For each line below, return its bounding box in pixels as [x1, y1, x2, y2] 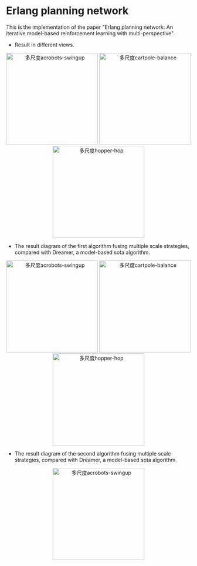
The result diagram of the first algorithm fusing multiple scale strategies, [14, 242, 189, 249]
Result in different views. [14, 41, 74, 48]
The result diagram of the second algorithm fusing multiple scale [14, 450, 171, 457]
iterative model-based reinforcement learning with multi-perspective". [6, 29, 175, 36]
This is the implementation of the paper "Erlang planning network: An [6, 24, 174, 31]
